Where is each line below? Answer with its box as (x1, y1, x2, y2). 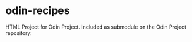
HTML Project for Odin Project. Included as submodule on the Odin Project (5, 23, 187, 30)
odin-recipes (5, 4, 70, 17)
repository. (5, 29, 32, 36)
